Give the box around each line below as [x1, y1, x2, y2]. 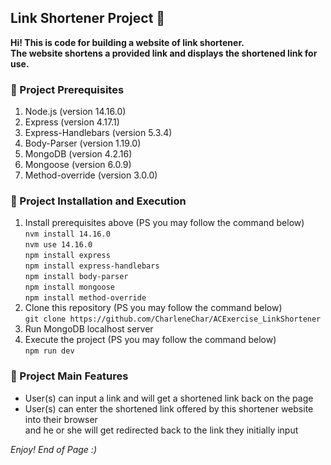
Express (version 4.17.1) [24, 116, 120, 128]
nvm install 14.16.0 [24, 229, 111, 240]
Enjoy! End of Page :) [10, 443, 98, 455]
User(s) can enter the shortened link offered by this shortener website [24, 402, 314, 415]
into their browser [24, 413, 98, 425]
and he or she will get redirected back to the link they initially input [24, 424, 299, 436]
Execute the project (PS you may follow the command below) [24, 334, 277, 346]
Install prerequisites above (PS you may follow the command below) [24, 217, 305, 229]
